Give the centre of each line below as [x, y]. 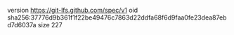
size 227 [50, 25]
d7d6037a [22, 25]
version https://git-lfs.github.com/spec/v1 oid [73, 10]
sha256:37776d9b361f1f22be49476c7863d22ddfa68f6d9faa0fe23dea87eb [117, 17]
